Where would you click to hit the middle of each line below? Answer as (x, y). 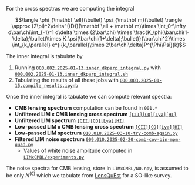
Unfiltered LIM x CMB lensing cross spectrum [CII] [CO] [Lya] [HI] (95, 114)
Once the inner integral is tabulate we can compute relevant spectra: (89, 97)
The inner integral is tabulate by (45, 56)
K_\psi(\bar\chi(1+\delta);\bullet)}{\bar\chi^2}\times (124, 38)
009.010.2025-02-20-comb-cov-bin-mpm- (133, 140)
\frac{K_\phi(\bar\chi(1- (162, 32)
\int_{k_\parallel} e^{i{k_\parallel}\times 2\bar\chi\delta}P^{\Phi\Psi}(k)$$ (99, 45)
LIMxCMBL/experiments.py (54, 157)
